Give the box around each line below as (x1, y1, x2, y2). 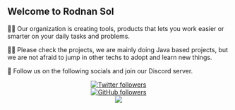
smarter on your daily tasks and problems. (7, 32, 131, 40)
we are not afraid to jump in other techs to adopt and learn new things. (7, 53, 212, 61)
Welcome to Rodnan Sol (7, 6, 114, 18)
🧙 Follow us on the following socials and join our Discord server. (7, 66, 193, 75)
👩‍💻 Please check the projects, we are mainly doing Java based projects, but (7, 45, 228, 54)
